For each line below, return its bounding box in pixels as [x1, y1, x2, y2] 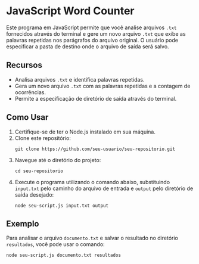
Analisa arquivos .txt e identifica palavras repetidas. [14, 76, 145, 83]
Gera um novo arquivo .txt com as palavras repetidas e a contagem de [14, 82, 191, 89]
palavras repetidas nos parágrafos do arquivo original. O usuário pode [6, 36, 179, 44]
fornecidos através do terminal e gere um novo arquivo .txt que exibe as [6, 30, 186, 37]
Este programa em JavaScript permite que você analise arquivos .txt [6, 24, 177, 31]
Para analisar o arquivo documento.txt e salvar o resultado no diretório [6, 234, 179, 242]
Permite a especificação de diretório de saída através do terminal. [14, 95, 177, 102]
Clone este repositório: [14, 134, 71, 141]
